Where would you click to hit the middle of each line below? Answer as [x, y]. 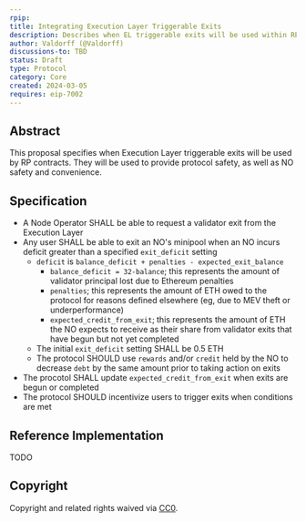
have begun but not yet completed [114, 339]
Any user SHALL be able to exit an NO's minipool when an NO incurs [151, 242]
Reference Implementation [87, 435]
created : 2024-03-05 [49, 86]
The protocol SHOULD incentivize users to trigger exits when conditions [158, 397]
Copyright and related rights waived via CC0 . [94, 507]
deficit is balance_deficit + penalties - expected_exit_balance [160, 261]
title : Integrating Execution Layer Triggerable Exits [116, 26]
